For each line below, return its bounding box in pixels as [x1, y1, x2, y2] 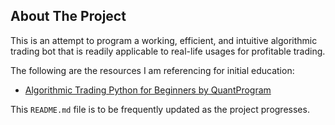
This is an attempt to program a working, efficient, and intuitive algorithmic [10, 34, 318, 46]
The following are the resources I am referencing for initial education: [10, 64, 295, 76]
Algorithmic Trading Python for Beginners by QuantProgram [24, 84, 272, 96]
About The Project [10, 8, 127, 25]
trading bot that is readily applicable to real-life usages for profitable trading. [10, 45, 326, 57]
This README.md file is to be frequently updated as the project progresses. [10, 103, 310, 115]
